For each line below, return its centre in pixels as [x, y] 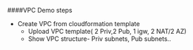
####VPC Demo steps [40, 10]
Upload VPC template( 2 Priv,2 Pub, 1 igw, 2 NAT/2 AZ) [107, 31]
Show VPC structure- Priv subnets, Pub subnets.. [99, 39]
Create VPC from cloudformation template [79, 24]
